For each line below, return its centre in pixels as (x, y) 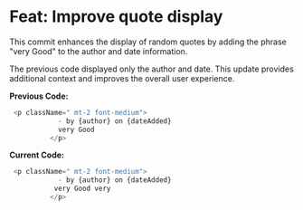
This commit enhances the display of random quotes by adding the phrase (148, 42)
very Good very (82, 189)
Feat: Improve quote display (116, 17)
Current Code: (37, 155)
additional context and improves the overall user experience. (122, 78)
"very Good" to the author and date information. (99, 51)
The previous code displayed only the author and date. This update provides (151, 69)
